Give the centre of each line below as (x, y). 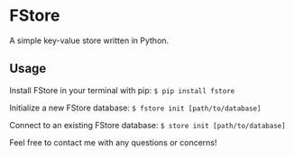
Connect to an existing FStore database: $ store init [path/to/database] (147, 125)
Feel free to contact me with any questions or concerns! (114, 142)
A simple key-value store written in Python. (89, 40)
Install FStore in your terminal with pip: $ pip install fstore (122, 90)
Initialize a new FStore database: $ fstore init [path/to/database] (135, 108)
